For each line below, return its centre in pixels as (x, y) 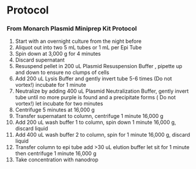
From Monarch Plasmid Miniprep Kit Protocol (72, 29)
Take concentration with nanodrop (57, 160)
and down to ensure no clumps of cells (62, 72)
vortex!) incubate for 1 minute (51, 85)
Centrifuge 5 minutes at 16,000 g (55, 110)
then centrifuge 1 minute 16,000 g (55, 154)
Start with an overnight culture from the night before (78, 41)
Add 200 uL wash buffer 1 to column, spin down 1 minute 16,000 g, (96, 122)
